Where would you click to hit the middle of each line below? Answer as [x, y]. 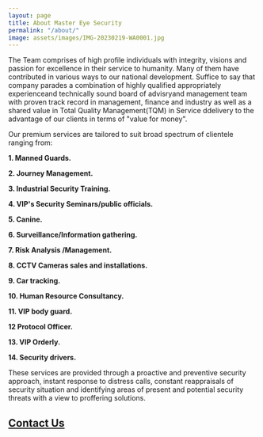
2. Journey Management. [51, 173]
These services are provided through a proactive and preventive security [128, 373]
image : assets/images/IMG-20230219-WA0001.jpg [86, 38]
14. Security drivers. [42, 358]
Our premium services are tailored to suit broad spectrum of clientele [121, 135]
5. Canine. [25, 219]
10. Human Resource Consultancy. [66, 296]
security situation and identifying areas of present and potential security [126, 389]
